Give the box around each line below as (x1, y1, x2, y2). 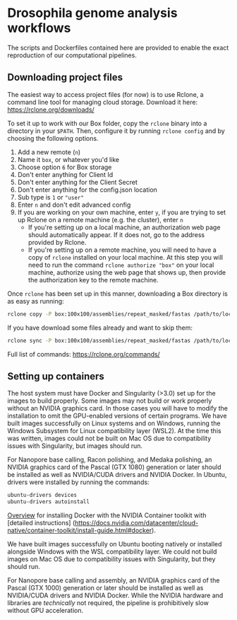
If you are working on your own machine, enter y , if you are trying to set (17, 207, 226, 217)
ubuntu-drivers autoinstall (7, 498, 90, 505)
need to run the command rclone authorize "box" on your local (28, 260, 214, 269)
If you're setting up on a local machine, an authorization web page (28, 223, 221, 231)
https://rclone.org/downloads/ (7, 105, 95, 114)
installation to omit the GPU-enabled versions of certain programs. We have (7, 412, 227, 420)
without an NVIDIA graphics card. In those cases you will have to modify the (7, 404, 228, 413)
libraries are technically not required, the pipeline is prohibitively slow (7, 599, 209, 607)
